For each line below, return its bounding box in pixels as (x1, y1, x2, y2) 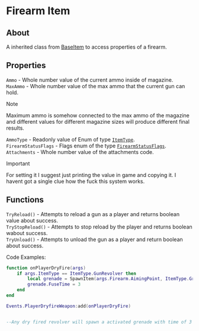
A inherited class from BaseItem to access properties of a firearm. (6, 43, 167, 50)
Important (6, 160, 30, 167)
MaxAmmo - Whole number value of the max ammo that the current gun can (6, 82, 185, 89)
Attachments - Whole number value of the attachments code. (6, 148, 154, 155)
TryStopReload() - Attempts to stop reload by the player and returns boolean (6, 223, 192, 230)
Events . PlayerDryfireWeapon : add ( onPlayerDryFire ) (6, 303, 131, 309)
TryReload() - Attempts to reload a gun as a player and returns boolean (6, 210, 179, 217)
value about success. (6, 217, 58, 224)
